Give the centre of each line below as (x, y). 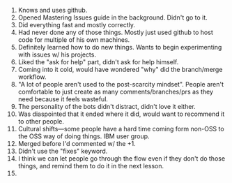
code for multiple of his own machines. (74, 40)
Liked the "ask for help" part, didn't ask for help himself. (98, 62)
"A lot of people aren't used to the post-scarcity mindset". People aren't (121, 84)
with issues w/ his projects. (57, 54)
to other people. (41, 121)
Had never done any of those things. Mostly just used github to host (115, 32)
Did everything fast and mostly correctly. (76, 25)
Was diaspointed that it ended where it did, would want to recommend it (121, 114)
